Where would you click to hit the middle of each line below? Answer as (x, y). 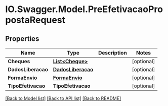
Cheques (19, 61)
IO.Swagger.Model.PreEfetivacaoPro (84, 9)
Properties (22, 39)
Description (113, 53)
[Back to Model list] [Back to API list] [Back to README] (63, 98)
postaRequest (35, 20)
